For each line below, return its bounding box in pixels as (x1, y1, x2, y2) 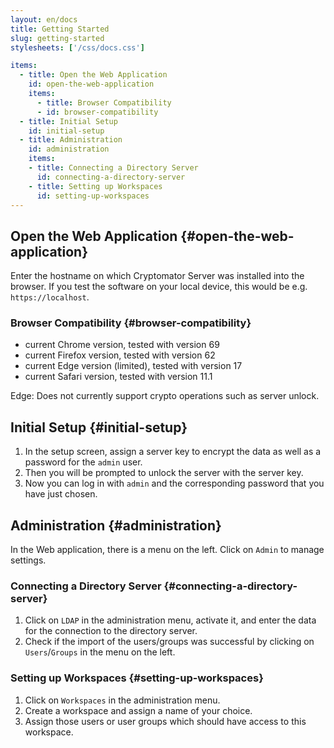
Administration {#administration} (10, 517, 222, 534)
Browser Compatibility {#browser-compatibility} (10, 316, 252, 330)
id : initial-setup (28, 126, 105, 136)
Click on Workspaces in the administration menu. (24, 694, 221, 706)
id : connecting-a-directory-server (36, 172, 186, 182)
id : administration (28, 144, 110, 155)
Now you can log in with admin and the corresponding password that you (24, 477, 325, 490)
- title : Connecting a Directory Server (28, 163, 199, 173)
